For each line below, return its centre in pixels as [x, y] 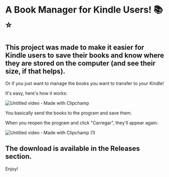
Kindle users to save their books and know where [85, 55]
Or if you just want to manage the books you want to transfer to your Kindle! [84, 83]
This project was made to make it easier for [75, 47]
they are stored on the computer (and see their [80, 63]
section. [19, 156]
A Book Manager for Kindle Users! [78, 10]
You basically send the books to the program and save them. [69, 113]
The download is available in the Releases [73, 149]
